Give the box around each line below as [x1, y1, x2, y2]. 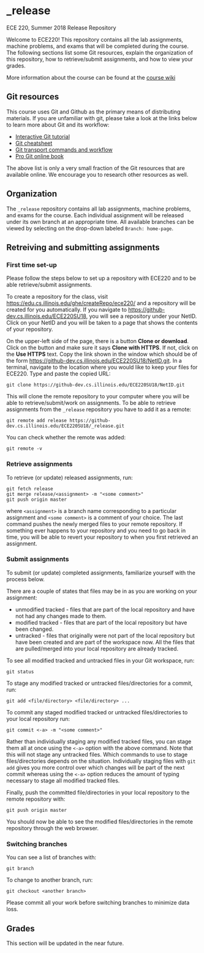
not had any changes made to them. [15, 612, 107, 620]
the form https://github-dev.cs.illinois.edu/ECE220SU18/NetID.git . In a [6, 357, 182, 365]
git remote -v [6, 446, 43, 452]
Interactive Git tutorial [15, 133, 70, 140]
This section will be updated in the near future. [6, 939, 124, 947]
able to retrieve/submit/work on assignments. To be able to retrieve [6, 399, 176, 407]
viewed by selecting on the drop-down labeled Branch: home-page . [6, 225, 173, 232]
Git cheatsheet [15, 139, 53, 147]
